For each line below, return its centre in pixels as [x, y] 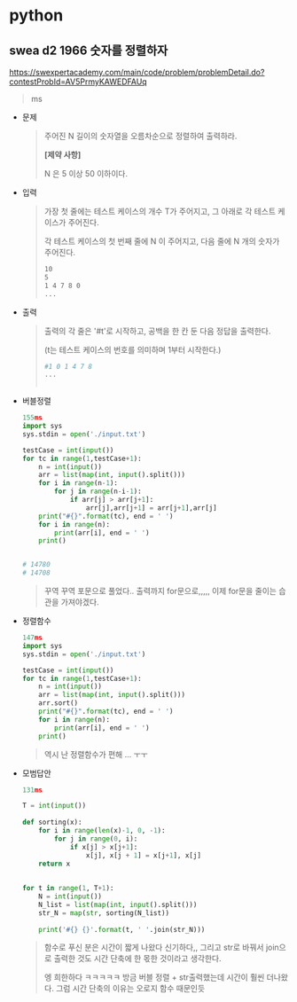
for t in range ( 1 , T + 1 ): [68, 888]
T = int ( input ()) [54, 806]
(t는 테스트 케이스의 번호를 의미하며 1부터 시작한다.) [133, 349]
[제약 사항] [63, 155]
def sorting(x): [52, 822]
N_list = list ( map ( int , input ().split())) [118, 904]
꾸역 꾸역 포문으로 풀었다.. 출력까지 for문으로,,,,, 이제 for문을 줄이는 [160, 591]
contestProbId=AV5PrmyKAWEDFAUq [78, 82]
